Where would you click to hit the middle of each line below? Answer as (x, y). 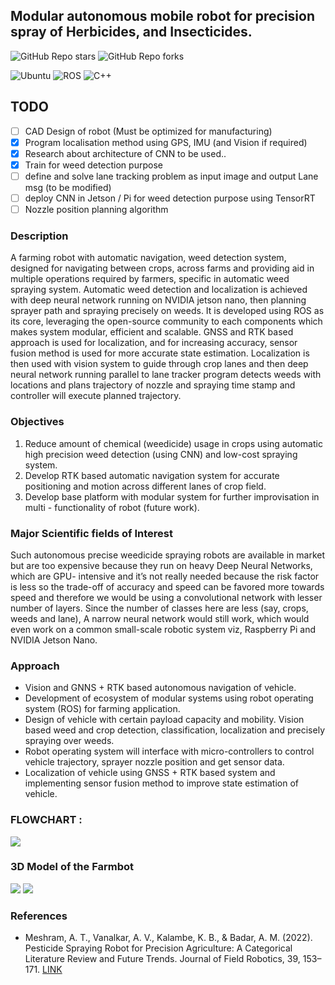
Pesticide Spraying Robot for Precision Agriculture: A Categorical (158, 948)
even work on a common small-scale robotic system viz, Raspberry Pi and (163, 629)
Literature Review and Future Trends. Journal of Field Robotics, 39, (162, 959)
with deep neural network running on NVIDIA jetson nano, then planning (158, 300)
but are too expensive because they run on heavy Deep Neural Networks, (161, 565)
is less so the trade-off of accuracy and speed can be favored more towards (167, 586)
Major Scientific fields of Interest (91, 533)
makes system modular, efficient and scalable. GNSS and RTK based (152, 332)
